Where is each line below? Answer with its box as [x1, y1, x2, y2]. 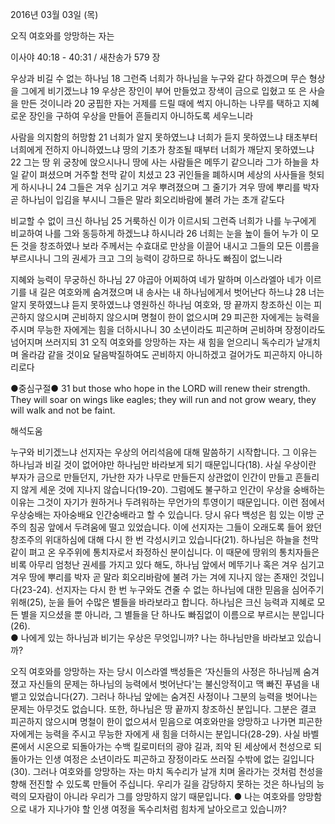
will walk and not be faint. [10, 404, 116, 416]
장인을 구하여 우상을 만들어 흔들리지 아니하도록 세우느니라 [28, 110, 254, 122]
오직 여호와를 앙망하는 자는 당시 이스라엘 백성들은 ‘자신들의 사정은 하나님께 [10, 666, 302, 677]
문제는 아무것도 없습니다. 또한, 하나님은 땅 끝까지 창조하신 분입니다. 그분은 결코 [10, 703, 317, 715]
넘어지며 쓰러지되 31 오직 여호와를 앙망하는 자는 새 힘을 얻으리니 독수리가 [10, 336, 294, 348]
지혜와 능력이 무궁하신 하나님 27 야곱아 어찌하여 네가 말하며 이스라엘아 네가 [10, 274, 303, 285]
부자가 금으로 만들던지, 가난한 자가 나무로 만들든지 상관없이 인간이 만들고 [10, 471, 293, 483]
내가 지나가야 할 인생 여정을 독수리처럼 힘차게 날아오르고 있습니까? [28, 803, 287, 815]
